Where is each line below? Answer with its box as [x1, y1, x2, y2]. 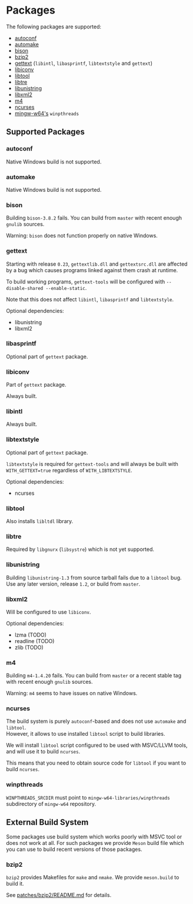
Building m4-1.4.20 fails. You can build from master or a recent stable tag [6, 672, 182, 679]
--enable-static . [45, 284, 87, 291]
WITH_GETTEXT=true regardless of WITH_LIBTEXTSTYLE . [6, 466, 132, 474]
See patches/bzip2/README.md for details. [6, 891, 112, 898]
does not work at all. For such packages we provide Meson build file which [6, 839, 184, 846]
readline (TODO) [14, 637, 55, 644]
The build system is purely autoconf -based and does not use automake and [6, 718, 187, 725]
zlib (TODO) [14, 644, 44, 651]
